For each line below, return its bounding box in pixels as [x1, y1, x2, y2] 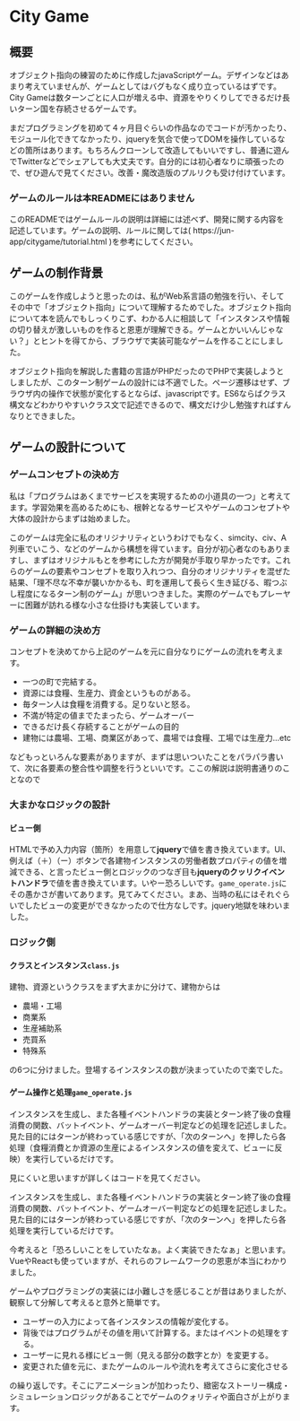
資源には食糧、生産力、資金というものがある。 [21, 688, 195, 699]
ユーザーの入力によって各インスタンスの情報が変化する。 [21, 1316, 234, 1327]
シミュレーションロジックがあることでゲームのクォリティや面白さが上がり [9, 1390, 283, 1401]
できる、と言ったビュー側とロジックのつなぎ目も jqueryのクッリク [16, 867, 261, 877]
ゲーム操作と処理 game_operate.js [9, 1086, 133, 1097]
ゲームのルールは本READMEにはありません [9, 191, 195, 204]
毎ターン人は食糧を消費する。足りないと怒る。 [21, 699, 195, 710]
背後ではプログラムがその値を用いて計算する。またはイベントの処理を [21, 1327, 281, 1338]
